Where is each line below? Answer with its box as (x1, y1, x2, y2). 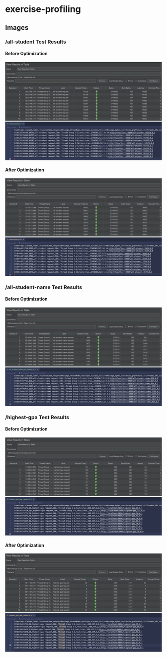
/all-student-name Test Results (5, 284, 83, 291)
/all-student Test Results (5, 38, 66, 45)
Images (5, 23, 29, 32)
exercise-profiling (5, 3, 81, 15)
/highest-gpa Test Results (5, 414, 70, 421)
